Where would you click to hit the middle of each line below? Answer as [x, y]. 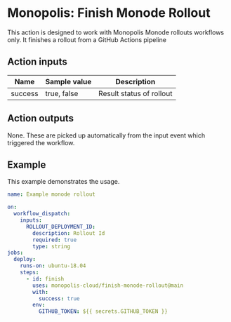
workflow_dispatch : [42, 214]
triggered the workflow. [41, 142]
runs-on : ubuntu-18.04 [53, 266]
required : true [55, 240]
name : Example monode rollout [52, 194]
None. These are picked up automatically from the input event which [106, 135]
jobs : [15, 253]
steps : [29, 272]
